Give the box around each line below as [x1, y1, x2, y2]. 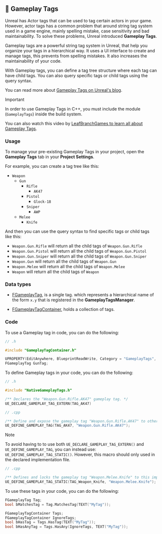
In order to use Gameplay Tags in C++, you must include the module [5, 106, 141, 112]
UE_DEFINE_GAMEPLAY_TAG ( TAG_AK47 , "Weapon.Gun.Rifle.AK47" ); [5, 423, 131, 428]
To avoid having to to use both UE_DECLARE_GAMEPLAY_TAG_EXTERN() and [5, 441, 144, 447]
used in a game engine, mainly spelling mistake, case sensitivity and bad [5, 28, 149, 34]
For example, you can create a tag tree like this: [5, 163, 99, 169]
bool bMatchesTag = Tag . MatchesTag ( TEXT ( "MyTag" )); [5, 502, 111, 507]
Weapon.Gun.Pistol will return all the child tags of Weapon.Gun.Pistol [12, 248, 147, 254]
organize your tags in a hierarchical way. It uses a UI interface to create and [5, 48, 155, 53]
